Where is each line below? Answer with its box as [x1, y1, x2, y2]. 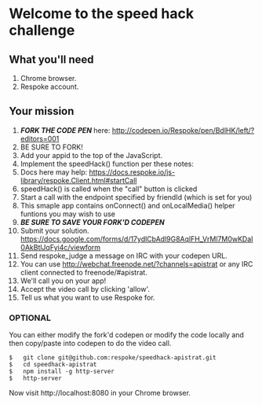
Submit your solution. [20, 226, 89, 235]
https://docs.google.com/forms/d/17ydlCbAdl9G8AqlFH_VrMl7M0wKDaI [20, 234, 253, 244]
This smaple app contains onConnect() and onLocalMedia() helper [20, 201, 235, 210]
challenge [9, 21, 75, 39]
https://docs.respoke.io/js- [89, 167, 176, 177]
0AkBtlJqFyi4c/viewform [20, 242, 101, 252]
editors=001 [20, 134, 60, 143]
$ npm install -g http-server [9, 367, 115, 376]
